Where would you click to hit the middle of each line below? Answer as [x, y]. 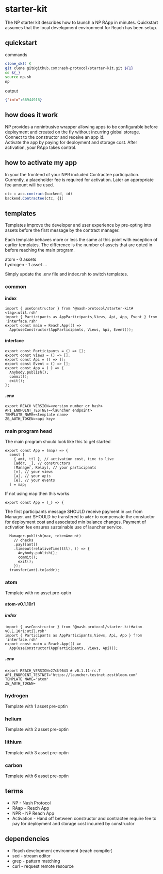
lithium [13, 742]
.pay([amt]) [26, 545]
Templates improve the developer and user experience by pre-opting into [78, 225]
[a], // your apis [32, 476]
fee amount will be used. [30, 185]
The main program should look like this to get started [58, 442]
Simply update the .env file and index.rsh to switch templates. [67, 274]
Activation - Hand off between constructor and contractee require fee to [84, 818]
